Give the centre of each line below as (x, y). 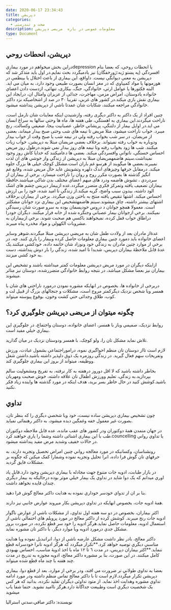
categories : (18, 19)
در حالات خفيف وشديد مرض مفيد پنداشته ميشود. (52, 441)
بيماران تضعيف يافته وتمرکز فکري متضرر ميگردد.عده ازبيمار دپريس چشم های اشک (84, 185)
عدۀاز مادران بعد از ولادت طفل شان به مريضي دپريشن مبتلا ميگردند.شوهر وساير (82, 233)
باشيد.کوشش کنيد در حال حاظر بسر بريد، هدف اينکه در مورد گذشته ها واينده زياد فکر (86, 382)
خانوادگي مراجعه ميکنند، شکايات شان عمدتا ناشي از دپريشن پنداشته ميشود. (77, 105)
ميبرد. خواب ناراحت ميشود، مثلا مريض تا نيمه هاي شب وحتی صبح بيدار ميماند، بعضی (85, 131)
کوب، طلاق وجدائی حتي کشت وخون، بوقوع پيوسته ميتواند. (61, 296)
